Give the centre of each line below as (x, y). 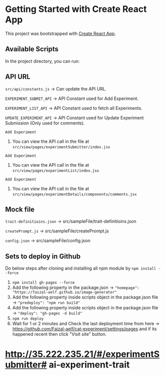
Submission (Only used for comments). (45, 123)
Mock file (20, 209)
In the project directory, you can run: (42, 61)
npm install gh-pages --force (44, 283)
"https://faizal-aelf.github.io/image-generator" (65, 292)
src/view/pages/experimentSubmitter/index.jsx (61, 147)
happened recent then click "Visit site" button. (59, 334)
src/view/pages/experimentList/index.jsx (55, 171)
